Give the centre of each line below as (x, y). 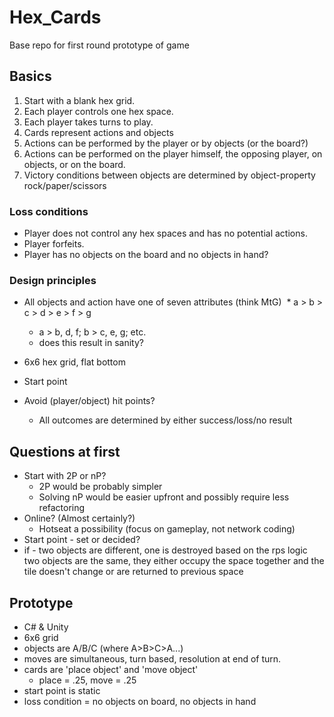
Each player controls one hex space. (98, 111)
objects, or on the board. (74, 164)
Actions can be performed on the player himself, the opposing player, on (173, 153)
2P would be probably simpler (100, 487)
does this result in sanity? (91, 343)
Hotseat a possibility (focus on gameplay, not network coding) (167, 529)
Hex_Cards (55, 17)
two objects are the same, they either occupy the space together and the (174, 561)
